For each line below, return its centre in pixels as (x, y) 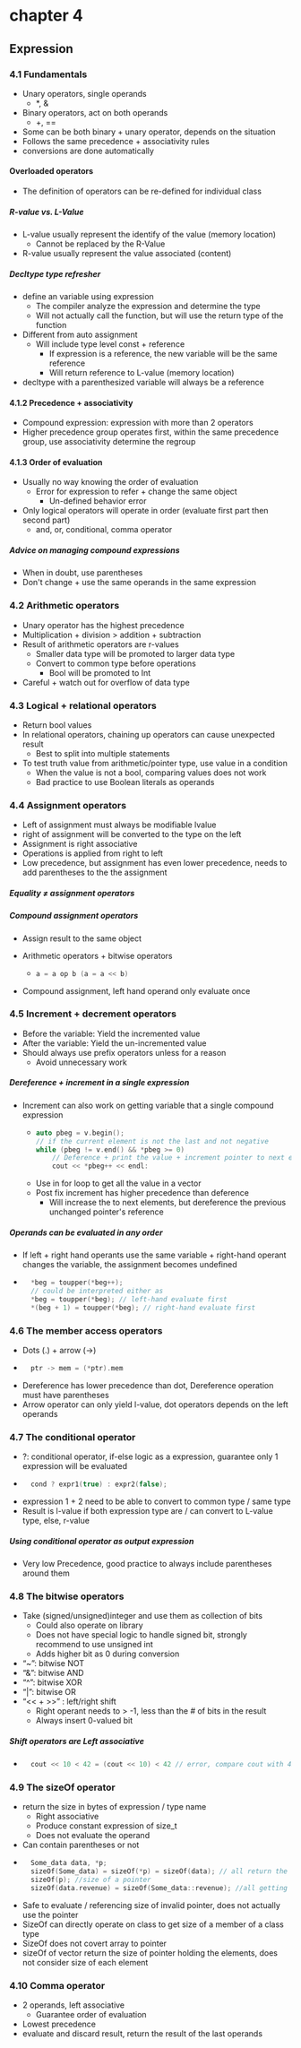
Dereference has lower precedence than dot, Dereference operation (148, 1385)
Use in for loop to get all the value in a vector (118, 1183)
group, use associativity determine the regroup (109, 442)
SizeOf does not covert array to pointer (95, 1943)
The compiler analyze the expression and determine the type (148, 307)
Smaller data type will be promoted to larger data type (135, 653)
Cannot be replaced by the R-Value (100, 244)
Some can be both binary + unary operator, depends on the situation (149, 132)
